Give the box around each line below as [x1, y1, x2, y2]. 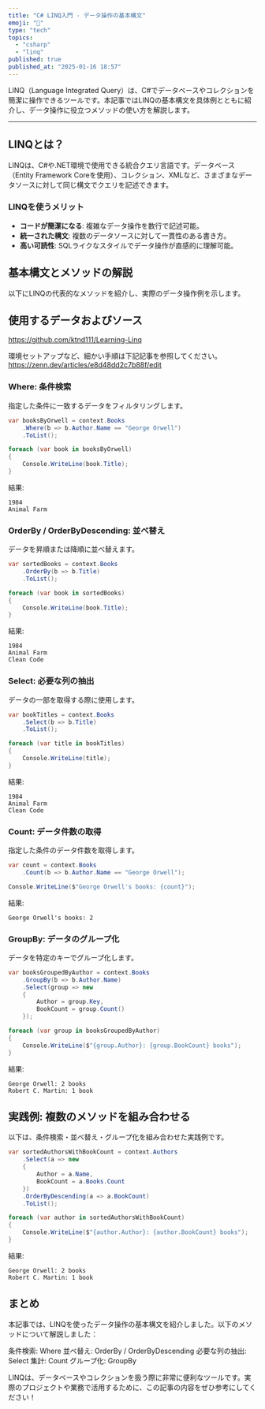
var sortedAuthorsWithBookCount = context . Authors [8, 1148, 178, 1156]
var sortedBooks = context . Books [8, 561, 118, 568]
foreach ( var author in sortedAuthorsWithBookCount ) [8, 1213, 185, 1222]
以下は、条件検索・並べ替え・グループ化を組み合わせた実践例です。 [8, 1132, 229, 1142]
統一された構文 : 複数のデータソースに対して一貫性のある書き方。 [19, 230, 231, 240]
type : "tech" [8, 26, 51, 34]
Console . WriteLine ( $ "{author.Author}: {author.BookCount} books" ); [22, 1228, 248, 1236]
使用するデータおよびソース [8, 314, 143, 327]
